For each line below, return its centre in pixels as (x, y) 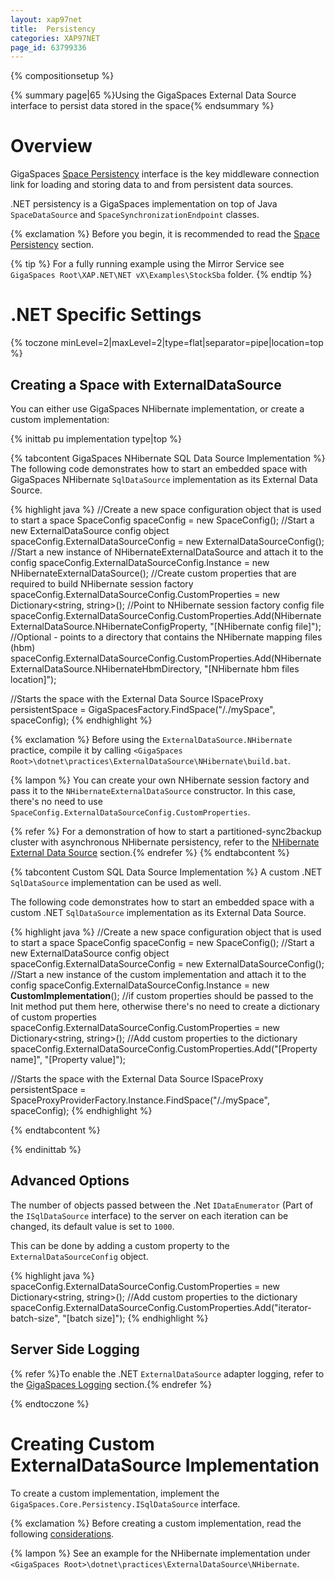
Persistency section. (52, 245)
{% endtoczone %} (50, 1403)
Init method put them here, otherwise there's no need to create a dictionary (165, 1006)
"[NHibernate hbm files (252, 668)
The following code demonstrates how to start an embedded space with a (162, 902)
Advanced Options (70, 1181)
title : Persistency (53, 29)
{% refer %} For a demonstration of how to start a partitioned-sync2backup (166, 831)
